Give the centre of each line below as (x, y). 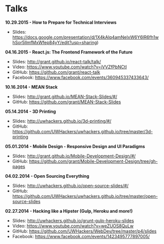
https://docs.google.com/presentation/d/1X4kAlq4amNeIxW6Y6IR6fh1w (85, 37)
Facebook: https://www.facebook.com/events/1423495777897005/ (81, 236)
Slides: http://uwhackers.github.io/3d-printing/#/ (62, 121)
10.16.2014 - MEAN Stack (31, 87)
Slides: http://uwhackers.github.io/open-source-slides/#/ (70, 186)
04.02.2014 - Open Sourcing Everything (47, 176)
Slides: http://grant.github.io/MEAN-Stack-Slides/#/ (65, 97)
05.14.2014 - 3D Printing (31, 111)
